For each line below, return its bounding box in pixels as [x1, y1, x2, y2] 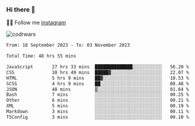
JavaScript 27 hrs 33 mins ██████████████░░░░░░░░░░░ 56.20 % [6, 64, 189, 70]
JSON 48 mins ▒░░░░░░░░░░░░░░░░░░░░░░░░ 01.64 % [6, 86, 189, 92]
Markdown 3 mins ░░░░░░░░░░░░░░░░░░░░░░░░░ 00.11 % [6, 109, 189, 115]
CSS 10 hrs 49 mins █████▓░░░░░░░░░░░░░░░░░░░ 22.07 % [6, 69, 189, 76]
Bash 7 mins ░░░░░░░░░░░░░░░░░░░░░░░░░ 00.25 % [6, 92, 189, 98]
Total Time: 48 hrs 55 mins [6, 53, 77, 59]
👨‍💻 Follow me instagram [6, 19, 66, 26]
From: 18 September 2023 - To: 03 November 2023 [6, 42, 130, 49]
